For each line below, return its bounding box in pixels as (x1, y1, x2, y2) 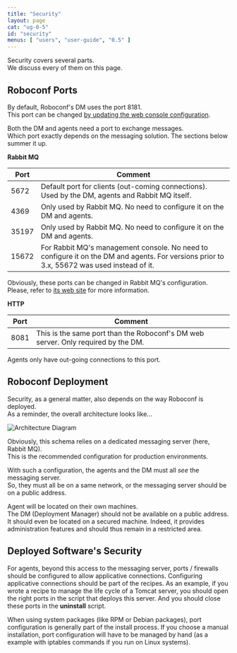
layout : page (7, 17, 46, 24)
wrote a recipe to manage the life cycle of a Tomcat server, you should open (7, 586, 229, 595)
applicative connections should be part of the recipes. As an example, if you (7, 579, 229, 587)
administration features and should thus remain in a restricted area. (7, 524, 202, 533)
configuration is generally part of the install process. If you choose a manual (7, 623, 229, 631)
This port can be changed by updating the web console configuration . (7, 110, 211, 119)
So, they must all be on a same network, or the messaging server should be (7, 480, 227, 489)
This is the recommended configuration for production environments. (7, 452, 208, 461)
